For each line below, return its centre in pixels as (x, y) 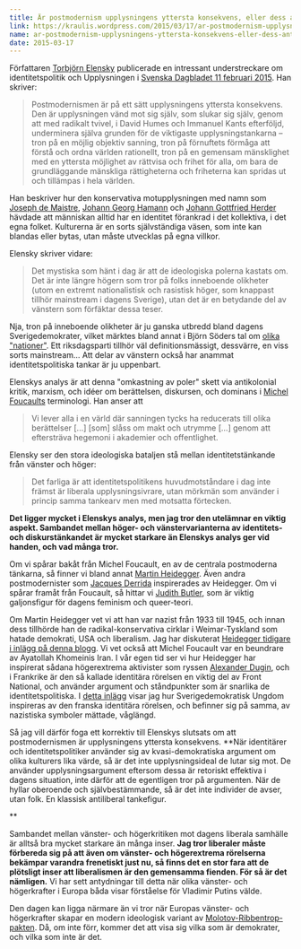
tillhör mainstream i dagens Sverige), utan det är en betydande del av (159, 300)
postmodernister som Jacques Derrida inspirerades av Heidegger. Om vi (143, 583)
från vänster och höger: (53, 465)
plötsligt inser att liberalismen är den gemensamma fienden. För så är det (148, 872)
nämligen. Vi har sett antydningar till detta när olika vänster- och (129, 882)
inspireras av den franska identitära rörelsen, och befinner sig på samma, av (150, 706)
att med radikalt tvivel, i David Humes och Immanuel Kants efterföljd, (158, 124)
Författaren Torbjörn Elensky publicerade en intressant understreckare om (146, 68)
